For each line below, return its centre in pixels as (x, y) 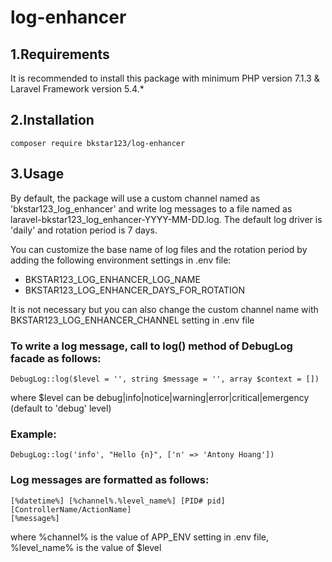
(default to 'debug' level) (61, 408)
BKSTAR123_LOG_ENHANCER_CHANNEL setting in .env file (132, 320)
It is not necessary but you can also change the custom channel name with (164, 309)
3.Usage (37, 174)
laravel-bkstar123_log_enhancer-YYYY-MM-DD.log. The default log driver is (166, 219)
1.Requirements (60, 54)
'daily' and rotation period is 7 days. (84, 230)
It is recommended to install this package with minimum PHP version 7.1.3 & (165, 78)
